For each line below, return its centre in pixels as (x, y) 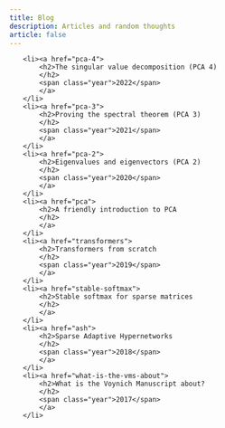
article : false (38, 34)
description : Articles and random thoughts (93, 26)
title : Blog (32, 18)
